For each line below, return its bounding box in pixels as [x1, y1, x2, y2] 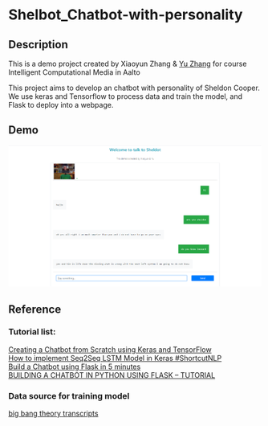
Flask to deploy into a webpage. [8, 100, 114, 109]
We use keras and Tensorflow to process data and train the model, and [8, 92, 243, 101]
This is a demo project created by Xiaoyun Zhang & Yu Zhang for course [8, 59, 247, 68]
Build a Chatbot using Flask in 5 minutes [8, 362, 141, 371]
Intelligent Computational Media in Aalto [8, 68, 140, 77]
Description [8, 38, 68, 51]
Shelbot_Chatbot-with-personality [8, 6, 243, 24]
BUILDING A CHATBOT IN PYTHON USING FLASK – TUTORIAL [8, 370, 216, 379]
